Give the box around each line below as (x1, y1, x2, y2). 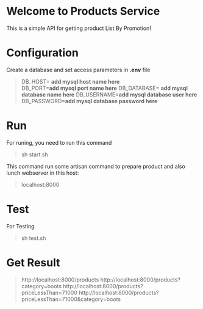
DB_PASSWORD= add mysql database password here (21, 97, 158, 104)
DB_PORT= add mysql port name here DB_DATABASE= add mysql (21, 84, 188, 92)
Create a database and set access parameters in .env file (6, 66, 151, 73)
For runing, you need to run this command (6, 139, 112, 146)
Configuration (6, 46, 79, 60)
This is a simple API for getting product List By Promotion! (6, 24, 151, 32)
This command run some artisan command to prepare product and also (6, 162, 186, 170)
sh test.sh (21, 234, 46, 242)
